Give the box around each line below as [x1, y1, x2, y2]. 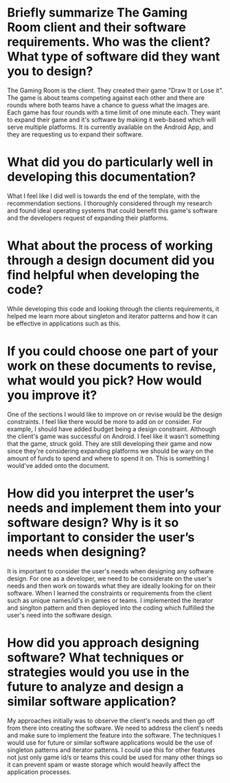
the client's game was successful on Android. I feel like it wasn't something [7, 432, 220, 440]
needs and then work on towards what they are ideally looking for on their [7, 581, 216, 590]
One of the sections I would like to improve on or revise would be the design [7, 410, 222, 418]
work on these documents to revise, [7, 358, 216, 374]
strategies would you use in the [7, 664, 190, 680]
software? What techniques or [7, 649, 184, 665]
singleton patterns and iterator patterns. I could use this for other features [7, 746, 216, 754]
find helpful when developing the [7, 267, 200, 283]
